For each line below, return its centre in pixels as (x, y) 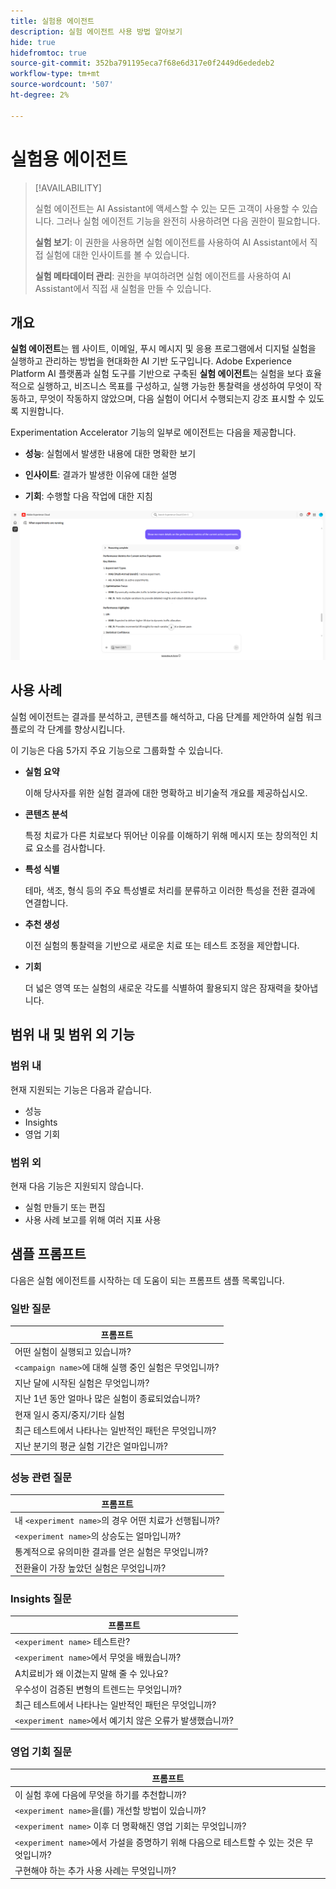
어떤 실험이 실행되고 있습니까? (73, 1351)
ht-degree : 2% (40, 95)
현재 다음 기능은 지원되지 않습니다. (77, 1186)
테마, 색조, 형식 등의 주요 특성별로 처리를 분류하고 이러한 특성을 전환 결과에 (170, 890)
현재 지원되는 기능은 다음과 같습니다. (81, 1089)
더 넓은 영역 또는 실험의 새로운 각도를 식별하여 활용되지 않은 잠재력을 (158, 987)
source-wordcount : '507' (62, 85)
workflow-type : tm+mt (55, 74)
